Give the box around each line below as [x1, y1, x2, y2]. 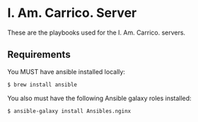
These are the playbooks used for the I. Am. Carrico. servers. [7, 28, 186, 37]
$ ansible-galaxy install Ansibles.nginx [7, 107, 132, 114]
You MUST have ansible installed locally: [7, 67, 126, 75]
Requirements [7, 49, 71, 61]
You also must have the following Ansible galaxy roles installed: [7, 94, 192, 102]
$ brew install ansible [7, 81, 78, 88]
